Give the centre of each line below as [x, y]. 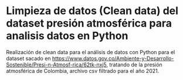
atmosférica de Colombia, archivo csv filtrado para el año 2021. [83, 71]
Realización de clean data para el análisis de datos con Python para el [91, 52]
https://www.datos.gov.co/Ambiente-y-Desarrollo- [113, 58]
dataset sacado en [28, 58]
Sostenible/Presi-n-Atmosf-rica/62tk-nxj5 [56, 64]
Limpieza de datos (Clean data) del [92, 11]
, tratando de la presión [134, 64]
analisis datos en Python [67, 36]
